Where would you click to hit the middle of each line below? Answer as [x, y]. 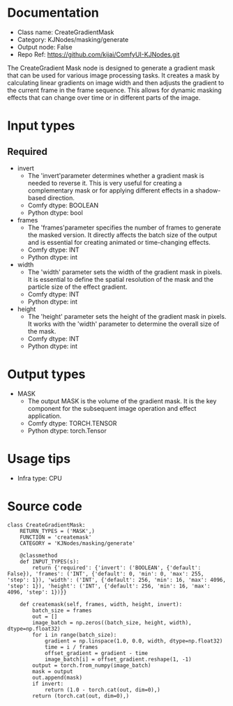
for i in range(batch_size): [75, 635]
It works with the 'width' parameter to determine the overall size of [123, 324]
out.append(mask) [57, 677]
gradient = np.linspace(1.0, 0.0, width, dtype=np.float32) [134, 641]
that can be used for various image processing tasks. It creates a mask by [113, 75]
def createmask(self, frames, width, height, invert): [101, 604]
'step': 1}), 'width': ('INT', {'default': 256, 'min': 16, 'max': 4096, [117, 580]
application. [45, 416]
